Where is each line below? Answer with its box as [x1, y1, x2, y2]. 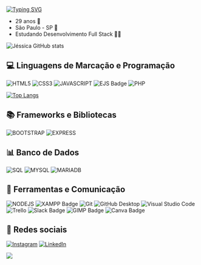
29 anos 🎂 [15, 18, 41, 24]
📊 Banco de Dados [6, 148, 80, 158]
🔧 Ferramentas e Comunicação [6, 184, 126, 194]
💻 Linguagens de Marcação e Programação [6, 61, 175, 71]
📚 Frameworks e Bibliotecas [6, 110, 117, 120]
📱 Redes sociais [6, 224, 67, 235]
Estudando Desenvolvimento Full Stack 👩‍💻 [15, 30, 121, 38]
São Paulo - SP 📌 [15, 24, 58, 31]
